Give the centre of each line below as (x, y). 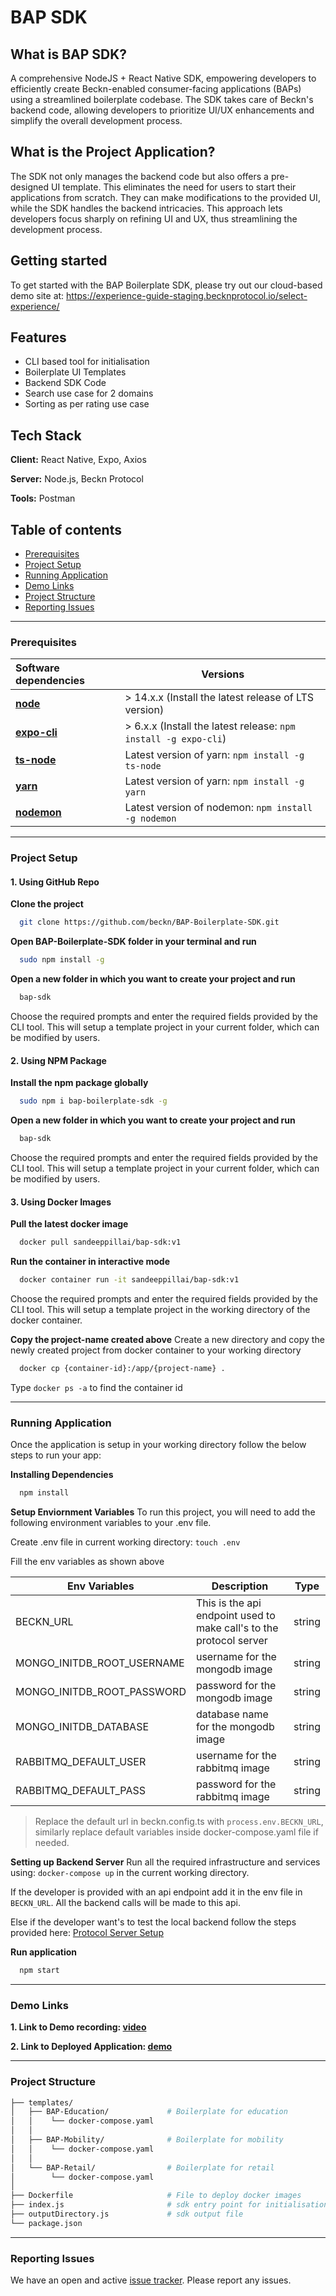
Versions (223, 674)
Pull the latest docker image (69, 1224)
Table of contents (66, 529)
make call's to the (237, 1628)
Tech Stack (46, 435)
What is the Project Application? (113, 152)
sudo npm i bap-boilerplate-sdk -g (93, 1101)
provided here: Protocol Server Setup (87, 1933)
